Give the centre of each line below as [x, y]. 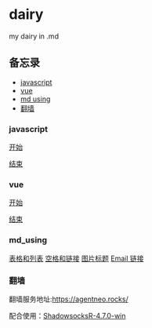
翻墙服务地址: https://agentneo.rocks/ [69, 299]
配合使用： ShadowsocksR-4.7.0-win [67, 315]
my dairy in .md [34, 36]
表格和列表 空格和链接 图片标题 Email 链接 [76, 258]
